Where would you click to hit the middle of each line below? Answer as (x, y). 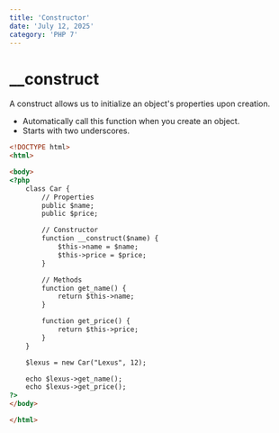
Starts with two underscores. (76, 131)
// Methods (62, 280)
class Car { (48, 189)
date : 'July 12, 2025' (52, 26)
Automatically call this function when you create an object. (131, 122)
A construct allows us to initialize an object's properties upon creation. (140, 104)
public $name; (68, 205)
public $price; (70, 214)
